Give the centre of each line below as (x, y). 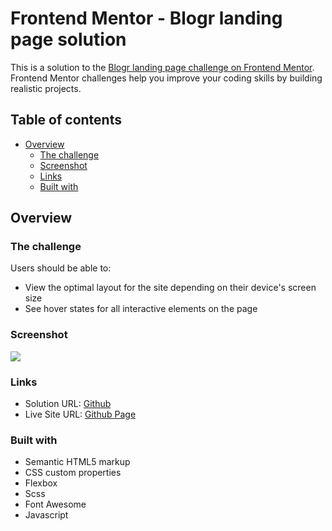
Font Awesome (55, 504)
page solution (68, 39)
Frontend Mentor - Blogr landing (146, 18)
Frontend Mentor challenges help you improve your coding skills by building (166, 78)
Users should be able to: (61, 268)
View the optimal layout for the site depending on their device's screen (170, 288)
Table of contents (66, 120)
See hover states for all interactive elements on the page (141, 309)
